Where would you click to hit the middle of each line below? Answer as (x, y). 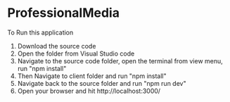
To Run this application (40, 32)
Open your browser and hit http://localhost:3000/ (89, 91)
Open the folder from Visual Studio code (76, 53)
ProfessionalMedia (63, 13)
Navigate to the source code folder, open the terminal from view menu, (120, 60)
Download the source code (57, 46)
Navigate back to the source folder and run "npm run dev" (102, 83)
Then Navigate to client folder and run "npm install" (92, 76)
